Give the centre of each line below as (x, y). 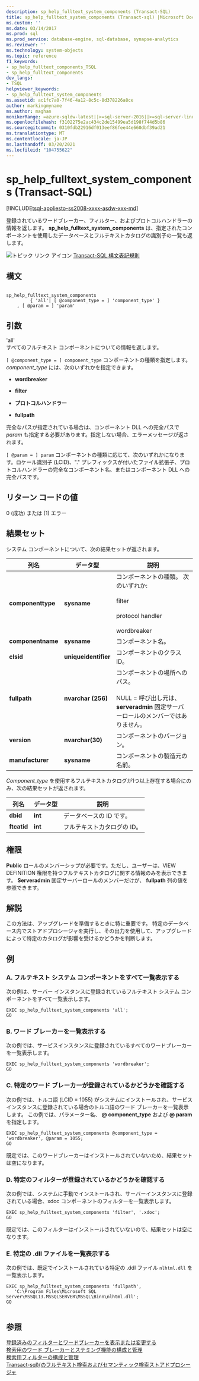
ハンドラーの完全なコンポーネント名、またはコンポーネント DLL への (106, 470)
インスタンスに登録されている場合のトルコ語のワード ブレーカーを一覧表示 (97, 1107)
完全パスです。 (24, 477)
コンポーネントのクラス (149, 652)
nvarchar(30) (83, 740)
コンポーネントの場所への (152, 673)
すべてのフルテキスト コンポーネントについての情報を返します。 (84, 347)
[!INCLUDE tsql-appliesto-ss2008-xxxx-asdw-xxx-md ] (72, 208)
